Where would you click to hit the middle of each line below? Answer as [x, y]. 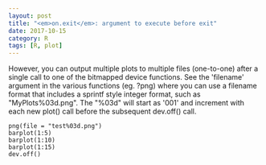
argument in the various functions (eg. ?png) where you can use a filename [133, 86]
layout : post [30, 16]
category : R [28, 38]
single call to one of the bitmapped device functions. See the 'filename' [126, 77]
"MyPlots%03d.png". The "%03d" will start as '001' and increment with [127, 103]
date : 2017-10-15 [37, 31]
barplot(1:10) [32, 140]
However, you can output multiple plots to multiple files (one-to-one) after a [133, 68]
